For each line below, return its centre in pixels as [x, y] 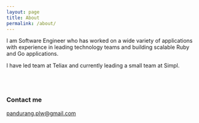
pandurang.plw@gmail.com [41, 113]
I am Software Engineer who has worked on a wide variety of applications [99, 41]
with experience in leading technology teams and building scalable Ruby [98, 47]
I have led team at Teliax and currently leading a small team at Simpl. [93, 65]
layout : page [23, 12]
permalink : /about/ [31, 23]
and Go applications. [33, 54]
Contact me [24, 100]
